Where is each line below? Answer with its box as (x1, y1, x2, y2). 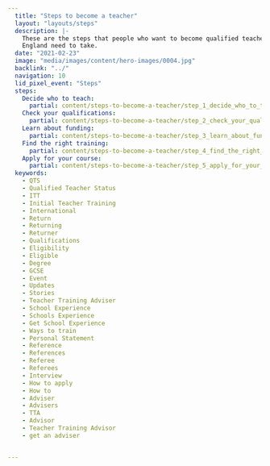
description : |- (15, 27, 69, 35)
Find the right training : (22, 139, 110, 148)
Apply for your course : (22, 154, 102, 162)
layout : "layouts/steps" (15, 19, 98, 27)
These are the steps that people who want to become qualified (22, 34, 239, 43)
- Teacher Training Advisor (22, 424, 116, 432)
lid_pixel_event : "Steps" (15, 79, 102, 87)
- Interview (22, 372, 62, 380)
